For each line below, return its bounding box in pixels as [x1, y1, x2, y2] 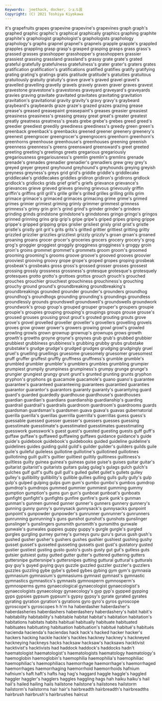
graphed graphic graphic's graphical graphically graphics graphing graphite [5, 30, 157, 36]
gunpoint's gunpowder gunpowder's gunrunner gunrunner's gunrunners [5, 510, 150, 516]
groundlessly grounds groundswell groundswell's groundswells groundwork [5, 298, 157, 304]
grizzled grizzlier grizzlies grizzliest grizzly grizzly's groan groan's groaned [5, 231, 156, 237]
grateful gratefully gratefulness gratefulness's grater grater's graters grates [5, 61, 156, 67]
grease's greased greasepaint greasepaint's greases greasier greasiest [5, 107, 148, 113]
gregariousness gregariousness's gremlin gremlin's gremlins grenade [5, 154, 144, 160]
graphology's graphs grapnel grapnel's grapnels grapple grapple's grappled [5, 40, 157, 46]
